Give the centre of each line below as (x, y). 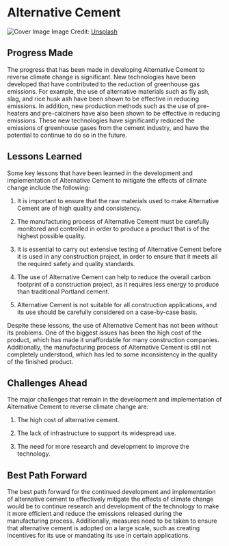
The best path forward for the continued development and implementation (112, 492)
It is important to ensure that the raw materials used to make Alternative (118, 200)
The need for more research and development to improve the (103, 447)
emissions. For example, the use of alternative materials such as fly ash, (108, 91)
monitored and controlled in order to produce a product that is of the (113, 229)
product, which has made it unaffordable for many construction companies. (113, 339)
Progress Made (40, 53)
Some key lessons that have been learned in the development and (100, 173)
